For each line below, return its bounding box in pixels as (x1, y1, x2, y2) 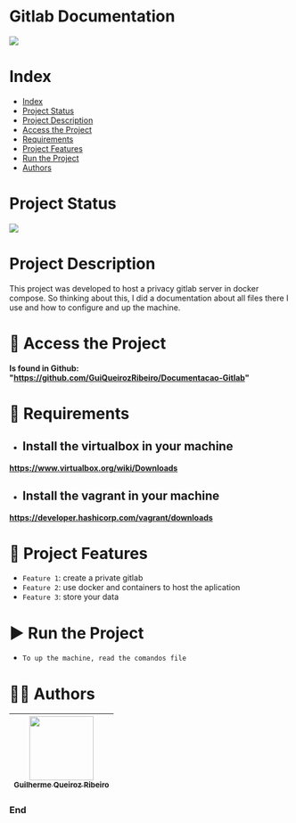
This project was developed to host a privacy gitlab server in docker (9, 283, 259, 293)
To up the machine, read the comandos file (21, 654, 187, 663)
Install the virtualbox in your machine (21, 439, 234, 454)
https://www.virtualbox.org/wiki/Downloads (9, 462, 178, 473)
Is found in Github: (9, 363, 79, 374)
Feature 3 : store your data (21, 591, 119, 603)
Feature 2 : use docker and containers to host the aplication (21, 582, 241, 593)
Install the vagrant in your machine (21, 489, 220, 504)
